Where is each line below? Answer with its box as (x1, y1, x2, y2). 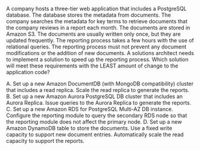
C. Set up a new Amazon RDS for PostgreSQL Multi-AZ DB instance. (6, 106, 173, 112)
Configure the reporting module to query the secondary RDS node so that (6, 112, 187, 119)
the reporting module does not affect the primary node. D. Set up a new (6, 118, 182, 125)
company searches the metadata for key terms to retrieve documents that (6, 18, 188, 25)
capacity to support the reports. (6, 137, 85, 144)
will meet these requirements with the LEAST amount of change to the (6, 62, 179, 69)
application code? (6, 69, 50, 75)
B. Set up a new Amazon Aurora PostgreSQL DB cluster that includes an (6, 93, 183, 100)
